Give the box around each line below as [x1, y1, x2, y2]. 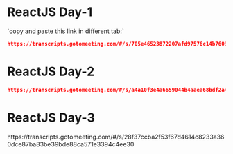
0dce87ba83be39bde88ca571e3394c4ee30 [7, 139, 135, 148]
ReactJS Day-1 [7, 4, 93, 20]
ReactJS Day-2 [7, 64, 95, 79]
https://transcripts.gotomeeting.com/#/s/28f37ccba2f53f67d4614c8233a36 [7, 133, 225, 141]
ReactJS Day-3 [7, 110, 96, 125]
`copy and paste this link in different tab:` [7, 27, 125, 35]
